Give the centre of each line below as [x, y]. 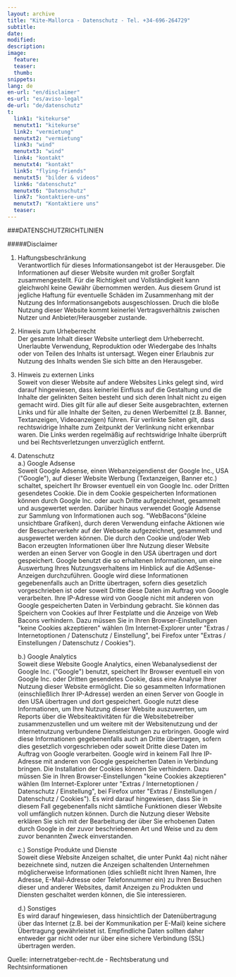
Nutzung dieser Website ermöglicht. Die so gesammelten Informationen [121, 686]
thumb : [23, 73]
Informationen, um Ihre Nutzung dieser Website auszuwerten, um [112, 709]
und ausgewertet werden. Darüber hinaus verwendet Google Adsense [119, 508]
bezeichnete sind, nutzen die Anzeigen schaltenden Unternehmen [113, 864]
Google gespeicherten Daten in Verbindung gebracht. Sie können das [118, 605]
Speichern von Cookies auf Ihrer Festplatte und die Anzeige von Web [118, 613]
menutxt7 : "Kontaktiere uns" [56, 204]
